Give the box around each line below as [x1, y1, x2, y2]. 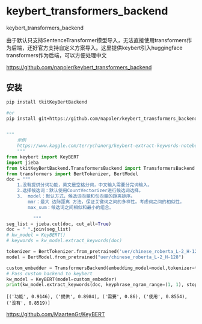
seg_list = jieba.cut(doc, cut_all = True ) [6, 221, 112, 227]
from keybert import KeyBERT [6, 154, 79, 160]
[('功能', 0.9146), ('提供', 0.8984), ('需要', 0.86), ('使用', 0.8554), [6, 294, 188, 300]
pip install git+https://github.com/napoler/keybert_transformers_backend [6, 116, 198, 122]
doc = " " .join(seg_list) [6, 226, 71, 232]
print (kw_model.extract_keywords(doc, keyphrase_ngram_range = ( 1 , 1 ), [6, 282, 185, 288]
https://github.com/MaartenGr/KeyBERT [6, 311, 105, 318]
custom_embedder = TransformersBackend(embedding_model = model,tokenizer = [6, 265, 195, 271]
